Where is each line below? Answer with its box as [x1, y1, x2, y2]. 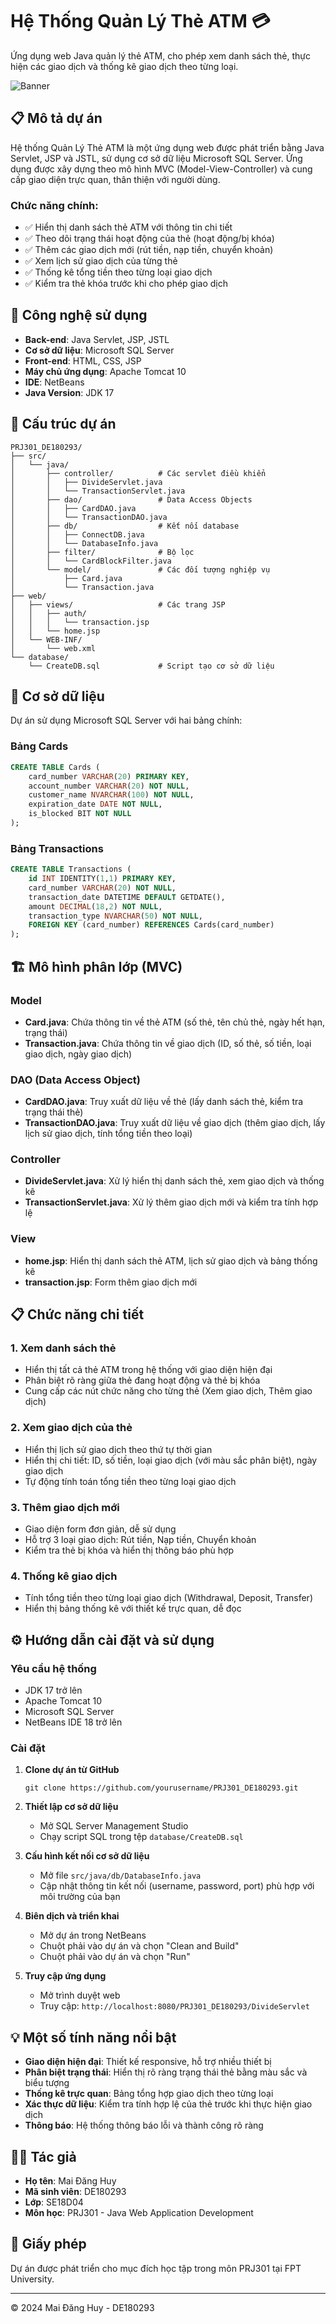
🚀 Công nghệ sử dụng [10, 307, 148, 324]
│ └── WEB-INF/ [10, 634, 83, 645]
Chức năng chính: [10, 198, 99, 212]
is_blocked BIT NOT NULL [28, 809, 132, 819]
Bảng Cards [10, 739, 69, 753]
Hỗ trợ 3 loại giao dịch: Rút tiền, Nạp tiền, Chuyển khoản [24, 1534, 257, 1546]
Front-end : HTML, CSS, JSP [24, 354, 142, 367]
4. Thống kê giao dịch [10, 1569, 118, 1583]
